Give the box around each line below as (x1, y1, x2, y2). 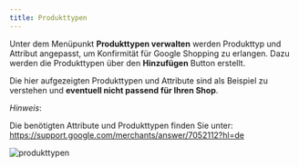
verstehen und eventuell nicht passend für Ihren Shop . (9, 84, 219, 95)
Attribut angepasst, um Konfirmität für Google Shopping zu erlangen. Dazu (9, 47, 290, 59)
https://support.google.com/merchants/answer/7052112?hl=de (9, 129, 244, 141)
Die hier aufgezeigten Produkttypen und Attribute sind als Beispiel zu (9, 74, 269, 86)
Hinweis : (9, 102, 43, 113)
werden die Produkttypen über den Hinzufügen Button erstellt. (9, 57, 246, 68)
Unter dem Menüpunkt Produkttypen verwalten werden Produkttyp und (9, 38, 282, 49)
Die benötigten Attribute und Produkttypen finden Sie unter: (9, 120, 234, 131)
